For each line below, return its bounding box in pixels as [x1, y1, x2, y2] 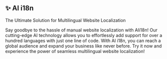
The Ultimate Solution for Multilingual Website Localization [5, 17, 126, 23]
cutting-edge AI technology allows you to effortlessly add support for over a [5, 32, 162, 38]
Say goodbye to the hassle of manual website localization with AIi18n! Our [5, 27, 158, 33]
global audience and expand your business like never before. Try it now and [5, 42, 162, 49]
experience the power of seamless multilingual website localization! [5, 48, 145, 54]
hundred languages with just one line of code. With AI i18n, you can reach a [5, 37, 161, 43]
